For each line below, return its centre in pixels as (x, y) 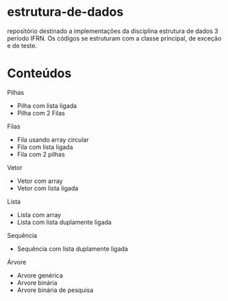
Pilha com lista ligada (47, 105)
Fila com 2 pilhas (41, 154)
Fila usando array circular (53, 140)
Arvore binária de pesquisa (55, 290)
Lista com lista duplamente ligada (64, 222)
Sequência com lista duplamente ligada (73, 249)
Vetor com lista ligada (48, 188)
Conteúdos (39, 74)
